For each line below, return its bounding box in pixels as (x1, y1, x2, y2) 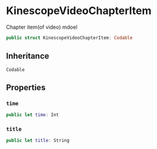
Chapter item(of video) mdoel (6, 23, 78, 31)
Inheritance (6, 51, 49, 61)
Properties (6, 83, 46, 93)
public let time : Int (6, 112, 59, 118)
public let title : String (6, 138, 69, 144)
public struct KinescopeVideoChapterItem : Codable (6, 35, 133, 40)
